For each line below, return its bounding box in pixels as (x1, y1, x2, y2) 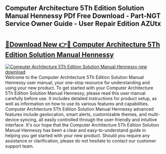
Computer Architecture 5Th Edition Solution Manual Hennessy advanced (5, 106, 154, 112)
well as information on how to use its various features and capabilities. (5, 101, 149, 107)
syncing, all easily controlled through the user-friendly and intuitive (19, 117, 158, 123)
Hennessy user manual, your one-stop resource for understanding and (5, 80, 150, 85)
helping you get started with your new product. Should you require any (5, 133, 150, 139)
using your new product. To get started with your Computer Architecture (5, 85, 154, 91)
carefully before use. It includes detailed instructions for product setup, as (5, 96, 157, 101)
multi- (148, 112, 160, 117)
